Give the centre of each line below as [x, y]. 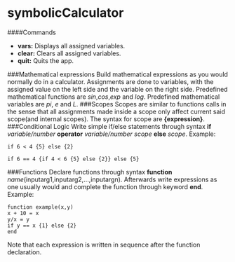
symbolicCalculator [66, 13]
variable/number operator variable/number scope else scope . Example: [112, 134]
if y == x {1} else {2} [42, 226]
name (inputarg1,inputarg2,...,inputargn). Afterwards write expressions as [112, 179]
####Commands [32, 32]
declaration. [25, 252]
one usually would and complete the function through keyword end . [105, 186]
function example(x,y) [40, 207]
